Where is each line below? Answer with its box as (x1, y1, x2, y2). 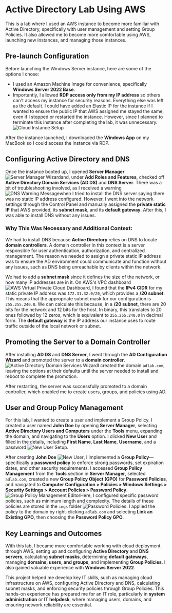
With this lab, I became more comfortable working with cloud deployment (5, 543, 161, 549)
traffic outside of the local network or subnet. (5, 322, 101, 329)
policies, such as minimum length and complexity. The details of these (5, 498, 154, 504)
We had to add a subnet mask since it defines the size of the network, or (5, 274, 160, 280)
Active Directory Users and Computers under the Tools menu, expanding (5, 428, 163, 434)
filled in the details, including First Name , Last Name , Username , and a (5, 439, 156, 445)
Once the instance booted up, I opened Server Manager (5, 168, 125, 175)
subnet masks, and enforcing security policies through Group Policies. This (5, 585, 164, 591)
